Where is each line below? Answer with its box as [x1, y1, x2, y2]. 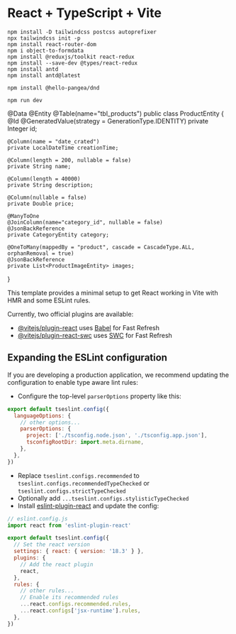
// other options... [20, 419, 81, 426]
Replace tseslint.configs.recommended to [17, 471, 140, 480]
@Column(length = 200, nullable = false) [7, 156, 132, 164]
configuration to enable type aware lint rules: [7, 378, 138, 386]
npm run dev [7, 97, 43, 104]
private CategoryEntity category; [7, 231, 110, 239]
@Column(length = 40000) [7, 175, 81, 182]
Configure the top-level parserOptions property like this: [17, 392, 182, 400]
